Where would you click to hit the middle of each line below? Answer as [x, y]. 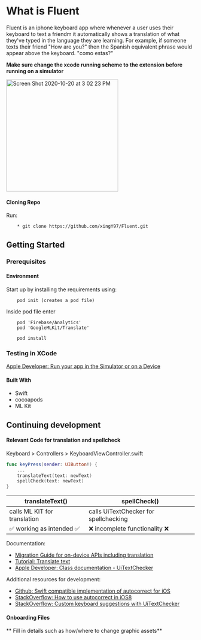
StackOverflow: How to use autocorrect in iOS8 [73, 597]
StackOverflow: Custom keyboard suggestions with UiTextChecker [97, 604]
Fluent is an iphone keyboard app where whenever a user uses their [90, 28]
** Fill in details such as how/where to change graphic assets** [84, 631]
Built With [19, 380]
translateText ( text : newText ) [55, 476]
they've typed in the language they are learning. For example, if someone [96, 40]
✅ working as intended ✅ [45, 529]
